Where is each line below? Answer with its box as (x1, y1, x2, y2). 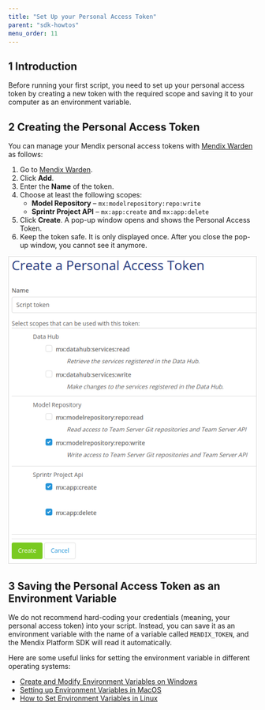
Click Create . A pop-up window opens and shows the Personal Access (19, 216, 251, 224)
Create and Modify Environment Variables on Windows (19, 677, 198, 686)
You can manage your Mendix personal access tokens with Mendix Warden (8, 141, 253, 150)
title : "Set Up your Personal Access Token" (8, 13, 157, 21)
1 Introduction (8, 59, 77, 73)
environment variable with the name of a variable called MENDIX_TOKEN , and (8, 629, 249, 639)
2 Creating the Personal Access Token (8, 120, 200, 133)
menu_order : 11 (8, 29, 58, 37)
